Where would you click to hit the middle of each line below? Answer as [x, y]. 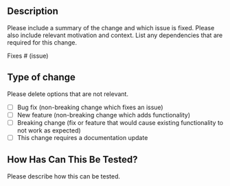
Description [33, 11]
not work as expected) [49, 130]
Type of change [41, 77]
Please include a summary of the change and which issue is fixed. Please [111, 27]
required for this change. [42, 42]
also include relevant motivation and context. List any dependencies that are [115, 35]
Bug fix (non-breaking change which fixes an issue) [90, 107]
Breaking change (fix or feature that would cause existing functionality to [120, 122]
